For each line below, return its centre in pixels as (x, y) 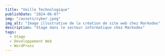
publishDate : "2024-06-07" (33, 14)
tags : (11, 32)
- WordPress (22, 46)
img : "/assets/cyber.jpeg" (33, 19)
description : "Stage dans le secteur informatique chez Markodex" (75, 28)
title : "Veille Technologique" (37, 9)
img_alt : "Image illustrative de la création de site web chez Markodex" (83, 23)
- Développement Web (31, 41)
